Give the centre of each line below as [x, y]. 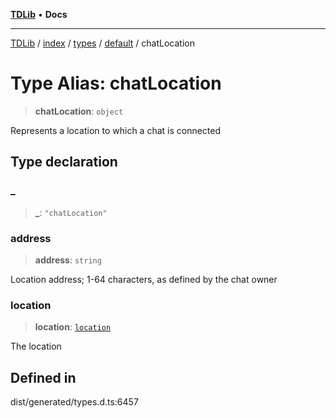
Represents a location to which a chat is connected [116, 130]
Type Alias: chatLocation [116, 83]
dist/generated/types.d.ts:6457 [74, 402]
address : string [68, 260]
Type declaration [64, 162]
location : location [73, 327]
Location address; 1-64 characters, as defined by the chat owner [144, 279]
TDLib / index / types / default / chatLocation [102, 43]
